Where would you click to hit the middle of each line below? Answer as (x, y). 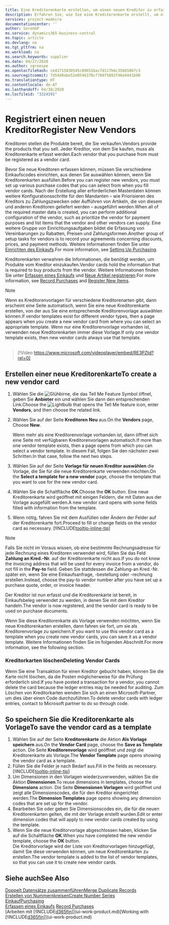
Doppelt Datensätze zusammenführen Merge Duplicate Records (71, 890)
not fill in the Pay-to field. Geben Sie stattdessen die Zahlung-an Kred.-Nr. (82, 569)
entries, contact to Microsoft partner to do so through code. (67, 704)
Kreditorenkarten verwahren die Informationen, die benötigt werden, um (80, 259)
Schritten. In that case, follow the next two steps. (63, 456)
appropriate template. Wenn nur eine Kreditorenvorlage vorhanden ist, (78, 327)
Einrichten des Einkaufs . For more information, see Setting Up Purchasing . (81, 250)
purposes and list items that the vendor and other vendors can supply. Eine (83, 223)
